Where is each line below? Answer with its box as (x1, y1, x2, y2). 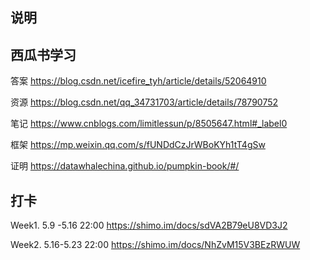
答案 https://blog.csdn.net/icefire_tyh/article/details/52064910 (10, 75, 267, 87)
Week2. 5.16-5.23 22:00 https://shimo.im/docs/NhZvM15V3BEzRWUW (10, 239, 301, 251)
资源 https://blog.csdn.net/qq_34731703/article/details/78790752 (10, 96, 279, 108)
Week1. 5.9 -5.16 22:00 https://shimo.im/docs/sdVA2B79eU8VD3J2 (10, 219, 288, 232)
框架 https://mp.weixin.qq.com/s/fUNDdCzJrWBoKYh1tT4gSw (10, 139, 266, 151)
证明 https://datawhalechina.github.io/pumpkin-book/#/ (10, 160, 240, 172)
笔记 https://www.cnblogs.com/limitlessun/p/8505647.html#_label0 (10, 118, 288, 130)
